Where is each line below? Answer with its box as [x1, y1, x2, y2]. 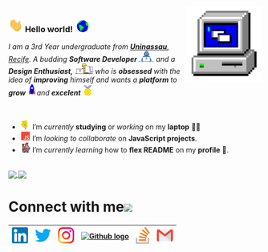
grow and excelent [8, 87, 82, 97]
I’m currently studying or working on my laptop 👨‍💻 [31, 122, 201, 132]
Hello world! [24, 24, 74, 35]
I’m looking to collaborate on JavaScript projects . [31, 133, 198, 143]
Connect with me [8, 198, 124, 216]
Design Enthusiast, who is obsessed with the [8, 67, 181, 76]
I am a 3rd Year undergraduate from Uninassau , [8, 42, 170, 51]
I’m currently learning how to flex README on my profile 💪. [31, 144, 229, 154]
